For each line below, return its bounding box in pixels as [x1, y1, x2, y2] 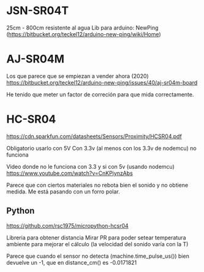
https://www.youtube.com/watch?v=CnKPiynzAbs [6, 169, 133, 177]
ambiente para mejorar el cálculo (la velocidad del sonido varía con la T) [6, 240, 189, 247]
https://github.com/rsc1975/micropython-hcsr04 [6, 222, 129, 229]
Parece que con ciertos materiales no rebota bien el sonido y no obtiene [6, 181, 189, 188]
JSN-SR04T [6, 4, 69, 18]
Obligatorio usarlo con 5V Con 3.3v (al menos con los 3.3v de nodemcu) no [6, 144, 197, 152]
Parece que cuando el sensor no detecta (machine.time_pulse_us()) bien [6, 252, 190, 260]
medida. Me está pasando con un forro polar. [6, 188, 121, 195]
